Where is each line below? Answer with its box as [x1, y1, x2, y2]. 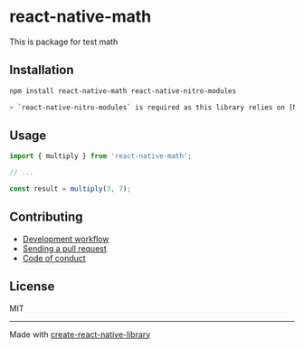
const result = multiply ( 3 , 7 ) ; [9, 184, 131, 193]
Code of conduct [22, 252, 86, 263]
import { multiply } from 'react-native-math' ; [9, 152, 193, 161]
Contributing [9, 210, 83, 225]
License [9, 278, 55, 295]
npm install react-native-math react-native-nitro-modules [9, 86, 237, 96]
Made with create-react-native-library [9, 328, 151, 340]
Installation [9, 62, 74, 78]
